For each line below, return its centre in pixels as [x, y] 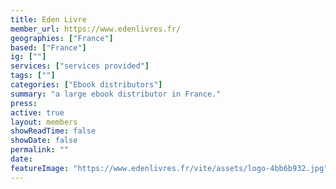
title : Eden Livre [48, 19]
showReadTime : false [53, 131]
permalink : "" [40, 150]
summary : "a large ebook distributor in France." [116, 94]
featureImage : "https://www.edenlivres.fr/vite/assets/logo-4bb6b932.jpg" [169, 168]
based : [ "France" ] [48, 47]
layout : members [44, 122]
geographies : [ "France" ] [62, 38]
